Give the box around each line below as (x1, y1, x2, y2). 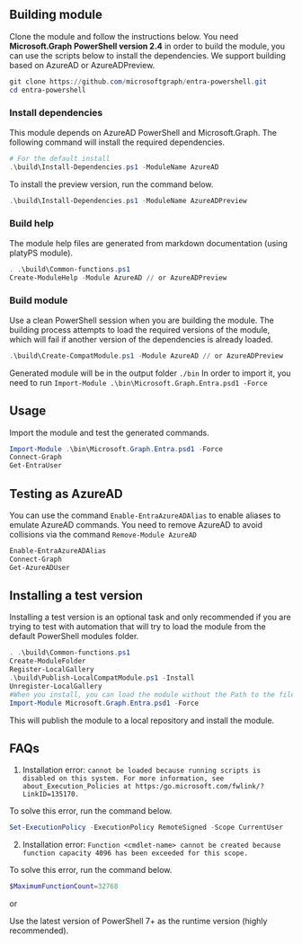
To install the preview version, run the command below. (9, 179, 214, 190)
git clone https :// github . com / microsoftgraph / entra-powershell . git (9, 76, 268, 86)
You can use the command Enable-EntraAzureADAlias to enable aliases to (9, 510, 281, 521)
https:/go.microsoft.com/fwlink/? (135, 782, 265, 791)
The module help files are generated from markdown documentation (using (9, 237, 288, 248)
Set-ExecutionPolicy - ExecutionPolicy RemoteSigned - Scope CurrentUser (9, 823, 283, 833)
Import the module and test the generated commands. (9, 427, 209, 438)
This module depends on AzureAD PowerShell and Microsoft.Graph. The (9, 127, 277, 138)
